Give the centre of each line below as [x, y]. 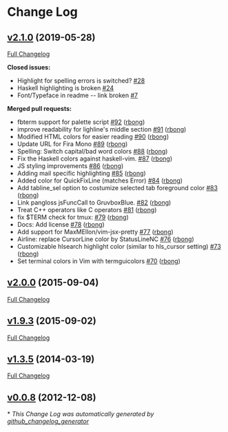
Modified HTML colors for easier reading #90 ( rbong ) [93, 136]
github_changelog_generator [48, 422]
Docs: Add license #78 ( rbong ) [61, 224]
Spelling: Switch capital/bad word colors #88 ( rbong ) [92, 151]
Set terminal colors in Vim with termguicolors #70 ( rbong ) [99, 261]
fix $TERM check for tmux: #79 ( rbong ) [73, 217]
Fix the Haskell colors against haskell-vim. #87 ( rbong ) [95, 158]
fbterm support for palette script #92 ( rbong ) [81, 122]
